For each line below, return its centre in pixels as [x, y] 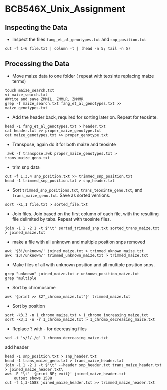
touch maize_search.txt [30, 90]
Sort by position [29, 306]
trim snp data [26, 167]
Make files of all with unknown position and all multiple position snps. [83, 264]
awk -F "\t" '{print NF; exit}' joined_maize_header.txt [66, 374]
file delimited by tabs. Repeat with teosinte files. [62, 219]
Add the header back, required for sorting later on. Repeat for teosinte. [85, 117]
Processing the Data [37, 64]
